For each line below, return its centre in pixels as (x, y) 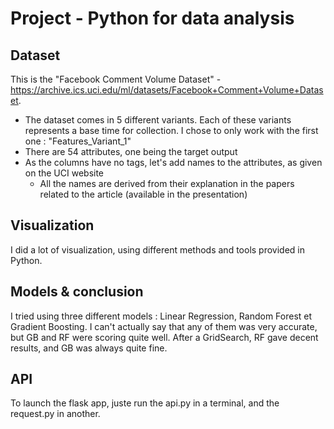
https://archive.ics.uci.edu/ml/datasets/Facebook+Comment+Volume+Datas (167, 90)
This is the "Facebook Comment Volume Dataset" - (116, 79)
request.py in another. (55, 414)
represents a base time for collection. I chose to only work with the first (171, 130)
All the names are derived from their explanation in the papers (167, 183)
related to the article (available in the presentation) (143, 194)
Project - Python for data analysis (152, 18)
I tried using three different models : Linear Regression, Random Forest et (161, 316)
